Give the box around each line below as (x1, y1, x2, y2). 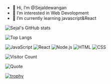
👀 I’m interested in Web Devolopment (12, 10, 89, 16)
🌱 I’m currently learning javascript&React (12, 15, 96, 21)
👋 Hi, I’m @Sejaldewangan (12, 5, 67, 10)
